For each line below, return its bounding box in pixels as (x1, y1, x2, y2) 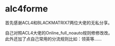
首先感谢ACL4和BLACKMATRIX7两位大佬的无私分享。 (5, 20, 113, 25)
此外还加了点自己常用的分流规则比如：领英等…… (5, 36, 102, 42)
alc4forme (5, 3, 48, 14)
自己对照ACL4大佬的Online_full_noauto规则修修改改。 (5, 30, 113, 35)
